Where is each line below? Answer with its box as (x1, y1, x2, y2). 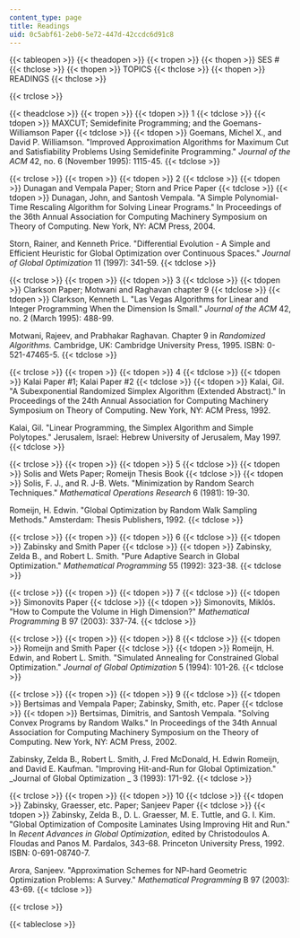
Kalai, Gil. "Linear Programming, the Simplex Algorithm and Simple (9, 423, 253, 434)
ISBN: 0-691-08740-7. (9, 847, 90, 858)
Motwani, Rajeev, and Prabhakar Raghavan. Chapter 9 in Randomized (9, 330, 266, 341)
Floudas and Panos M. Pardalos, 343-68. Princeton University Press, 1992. (9, 838, 285, 849)
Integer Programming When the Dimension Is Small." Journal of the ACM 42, (9, 303, 292, 314)
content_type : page (9, 13, 82, 22)
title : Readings (9, 22, 70, 31)
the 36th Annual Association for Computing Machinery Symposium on (9, 212, 268, 223)
